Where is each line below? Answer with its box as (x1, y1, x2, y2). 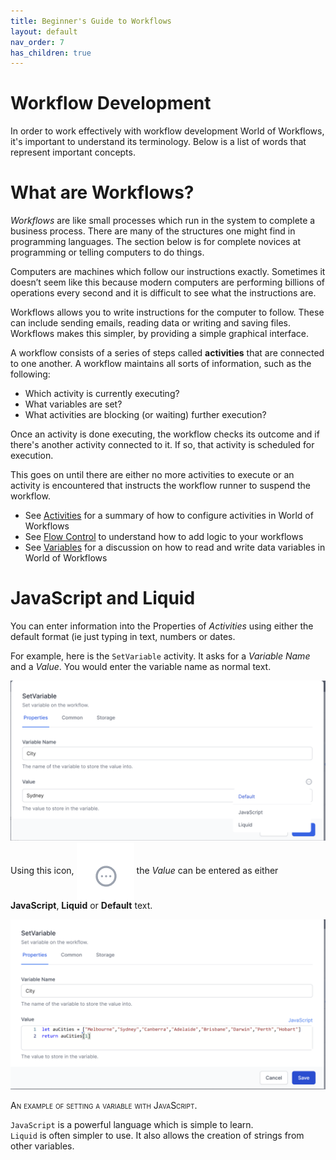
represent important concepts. (10, 146, 136, 159)
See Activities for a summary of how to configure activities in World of (24, 510, 314, 522)
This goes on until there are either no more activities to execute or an (10, 469, 295, 481)
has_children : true (10, 48, 92, 58)
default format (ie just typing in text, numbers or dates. (10, 631, 236, 643)
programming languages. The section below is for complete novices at (10, 236, 301, 248)
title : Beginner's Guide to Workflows (10, 16, 172, 26)
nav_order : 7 (10, 37, 65, 47)
